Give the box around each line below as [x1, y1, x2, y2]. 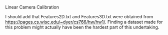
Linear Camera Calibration [5, 4, 59, 10]
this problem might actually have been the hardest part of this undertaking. [5, 24, 159, 30]
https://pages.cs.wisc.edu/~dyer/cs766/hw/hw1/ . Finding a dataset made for [5, 19, 163, 25]
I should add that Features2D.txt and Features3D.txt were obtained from [5, 14, 153, 19]
